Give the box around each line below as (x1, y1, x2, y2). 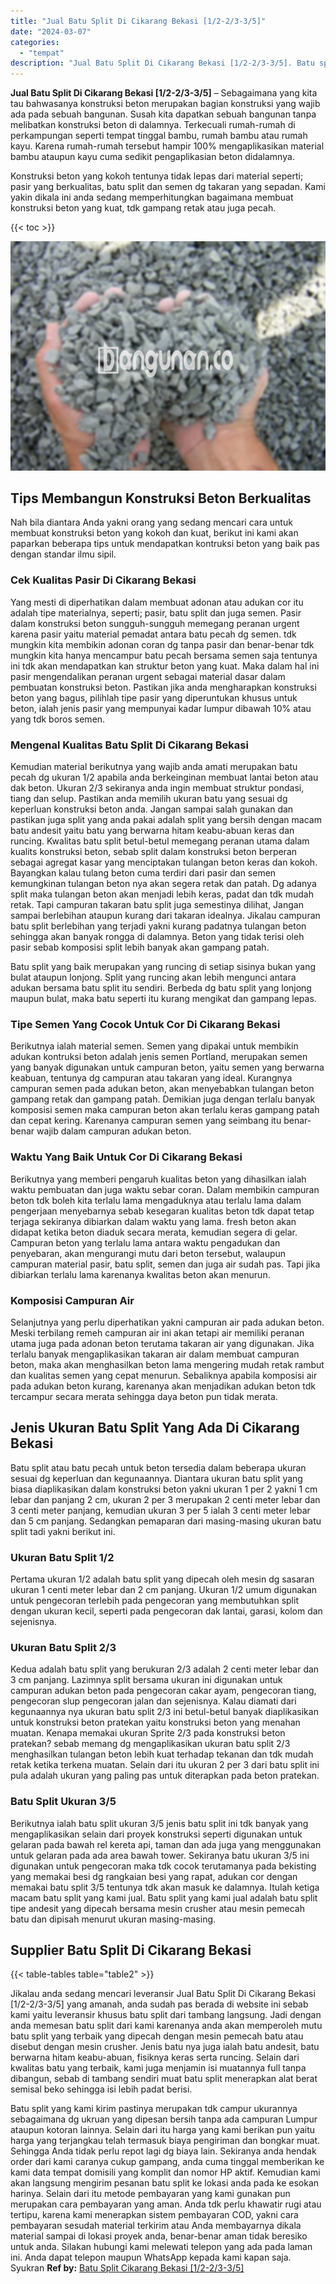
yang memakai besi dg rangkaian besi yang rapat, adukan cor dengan (10, 1870, 298, 1882)
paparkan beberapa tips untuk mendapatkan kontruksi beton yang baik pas (10, 538, 320, 550)
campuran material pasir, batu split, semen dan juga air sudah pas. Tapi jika (10, 1258, 321, 1270)
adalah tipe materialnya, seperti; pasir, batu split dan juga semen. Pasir (10, 606, 302, 619)
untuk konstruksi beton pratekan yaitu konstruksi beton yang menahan (10, 1716, 301, 1729)
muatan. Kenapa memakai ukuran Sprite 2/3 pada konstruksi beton (10, 1727, 286, 1739)
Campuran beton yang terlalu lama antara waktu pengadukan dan (10, 1236, 281, 1249)
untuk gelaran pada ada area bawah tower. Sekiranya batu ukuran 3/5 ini (10, 1849, 310, 1861)
